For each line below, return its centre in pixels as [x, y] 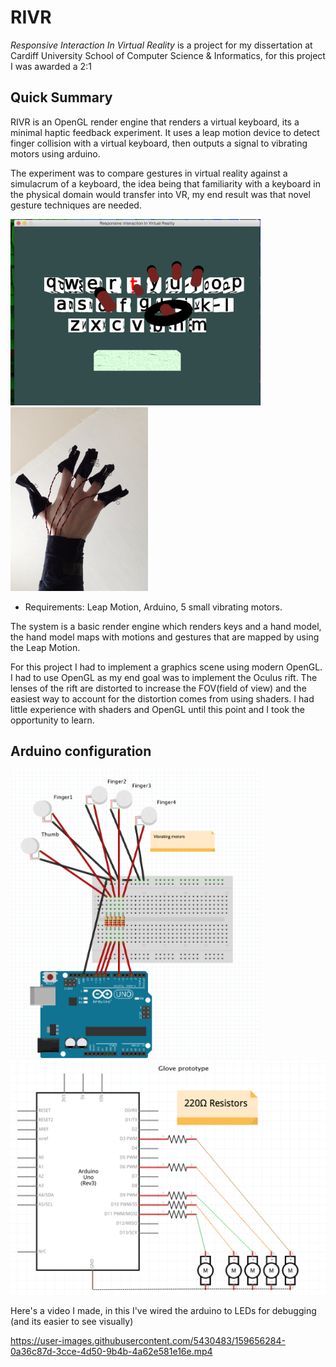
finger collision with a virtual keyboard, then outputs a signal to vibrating [159, 143]
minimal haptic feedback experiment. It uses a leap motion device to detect [165, 132]
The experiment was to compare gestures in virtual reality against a [149, 173]
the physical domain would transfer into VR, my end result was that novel [160, 194]
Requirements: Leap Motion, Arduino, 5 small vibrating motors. [153, 607]
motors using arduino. [55, 153]
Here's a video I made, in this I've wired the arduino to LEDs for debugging [163, 1311]
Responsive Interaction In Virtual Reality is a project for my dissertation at [161, 45]
